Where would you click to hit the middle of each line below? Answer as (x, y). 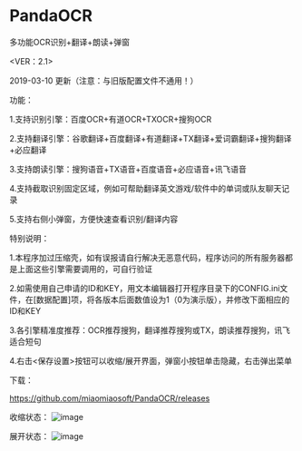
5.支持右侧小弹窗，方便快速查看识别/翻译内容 (94, 219)
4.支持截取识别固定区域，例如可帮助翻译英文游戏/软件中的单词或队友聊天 (146, 188)
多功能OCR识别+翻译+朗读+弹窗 (69, 42)
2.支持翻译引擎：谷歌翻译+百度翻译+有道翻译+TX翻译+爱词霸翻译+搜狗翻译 (151, 138)
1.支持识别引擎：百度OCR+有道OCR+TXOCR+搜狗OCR (111, 119)
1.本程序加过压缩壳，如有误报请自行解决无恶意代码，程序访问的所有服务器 (147, 257)
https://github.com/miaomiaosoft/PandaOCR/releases (110, 398)
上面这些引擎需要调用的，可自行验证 (84, 269)
